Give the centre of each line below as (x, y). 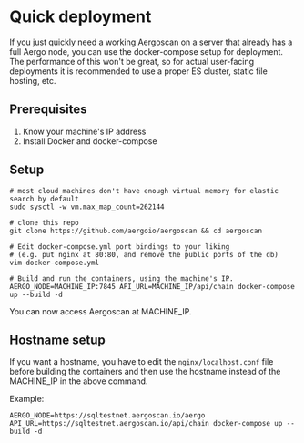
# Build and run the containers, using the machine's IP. (122, 278)
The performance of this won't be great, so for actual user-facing (132, 61)
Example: (27, 399)
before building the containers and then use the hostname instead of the (145, 372)
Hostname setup (58, 340)
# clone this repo (44, 222)
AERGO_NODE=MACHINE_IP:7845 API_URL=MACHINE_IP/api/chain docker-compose (152, 286)
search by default (44, 199)
